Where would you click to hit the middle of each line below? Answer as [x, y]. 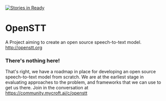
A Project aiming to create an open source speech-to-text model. [73, 42]
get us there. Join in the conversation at [47, 88]
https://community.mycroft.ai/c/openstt [46, 93]
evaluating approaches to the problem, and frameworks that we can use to [83, 82]
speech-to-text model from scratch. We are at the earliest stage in [75, 77]
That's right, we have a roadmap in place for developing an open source [81, 72]
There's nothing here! [32, 61]
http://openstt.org [24, 47]
